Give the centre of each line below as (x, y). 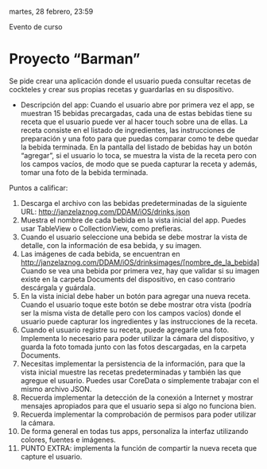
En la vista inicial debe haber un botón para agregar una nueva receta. (135, 296)
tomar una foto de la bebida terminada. (84, 172)
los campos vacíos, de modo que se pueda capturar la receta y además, (139, 164)
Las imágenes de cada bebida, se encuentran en (101, 254)
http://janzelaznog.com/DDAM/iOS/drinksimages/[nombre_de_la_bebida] (140, 262)
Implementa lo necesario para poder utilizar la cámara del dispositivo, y (137, 338)
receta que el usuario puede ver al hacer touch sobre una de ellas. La (134, 122)
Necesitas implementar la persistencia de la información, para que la (133, 363)
